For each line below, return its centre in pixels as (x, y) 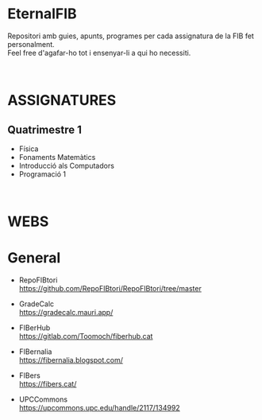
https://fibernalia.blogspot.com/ (71, 360)
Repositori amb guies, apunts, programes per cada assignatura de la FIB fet (131, 36)
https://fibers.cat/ (48, 384)
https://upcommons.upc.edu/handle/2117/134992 (99, 408)
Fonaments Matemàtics (57, 157)
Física (29, 149)
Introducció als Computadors (66, 165)
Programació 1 (42, 174)
